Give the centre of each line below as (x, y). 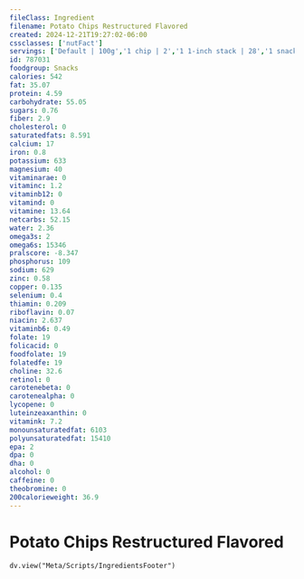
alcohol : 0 (30, 472)
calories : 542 (36, 77)
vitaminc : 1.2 (36, 186)
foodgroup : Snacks (44, 69)
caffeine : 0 (32, 480)
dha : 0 (22, 464)
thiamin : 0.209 (38, 304)
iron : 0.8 (28, 152)
